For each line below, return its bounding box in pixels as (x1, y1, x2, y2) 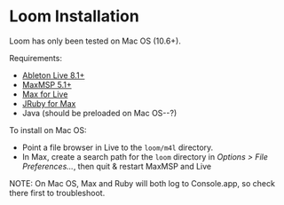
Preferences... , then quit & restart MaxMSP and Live (21, 161, 212, 171)
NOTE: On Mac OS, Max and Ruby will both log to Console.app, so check (9, 177, 275, 188)
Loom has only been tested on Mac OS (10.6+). (9, 35, 182, 46)
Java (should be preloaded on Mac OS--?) (21, 107, 177, 118)
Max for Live (21, 89, 68, 99)
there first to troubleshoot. (9, 187, 106, 198)
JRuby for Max (21, 98, 76, 108)
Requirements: (9, 52, 62, 63)
